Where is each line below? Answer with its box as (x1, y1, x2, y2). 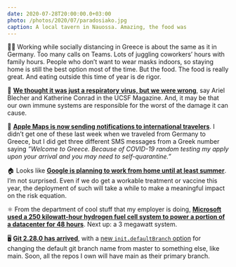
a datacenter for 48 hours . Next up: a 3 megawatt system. (7, 220, 178, 229)
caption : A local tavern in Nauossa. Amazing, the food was (7, 23, 188, 30)
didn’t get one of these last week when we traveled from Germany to (7, 130, 206, 138)
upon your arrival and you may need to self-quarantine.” (7, 152, 171, 161)
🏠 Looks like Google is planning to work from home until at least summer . (7, 166, 227, 175)
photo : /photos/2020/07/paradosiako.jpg (7, 17, 128, 24)
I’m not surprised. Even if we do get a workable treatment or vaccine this (7, 177, 218, 185)
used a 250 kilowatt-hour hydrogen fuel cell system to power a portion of (7, 213, 225, 221)
